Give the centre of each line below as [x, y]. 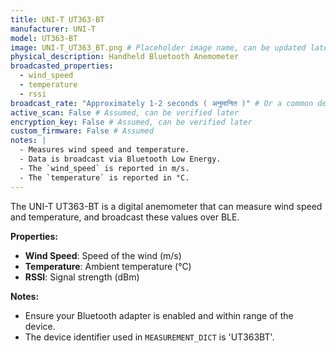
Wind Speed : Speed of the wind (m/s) [103, 255]
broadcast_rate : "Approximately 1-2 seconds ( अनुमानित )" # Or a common [162, 103]
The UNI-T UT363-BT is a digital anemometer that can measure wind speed [166, 206]
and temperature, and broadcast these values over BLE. [125, 217]
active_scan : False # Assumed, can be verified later [125, 112]
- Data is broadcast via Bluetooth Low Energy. [120, 159]
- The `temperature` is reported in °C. [104, 177]
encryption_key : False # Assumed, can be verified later [131, 122]
